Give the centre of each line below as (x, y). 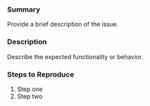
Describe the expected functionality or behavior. (75, 56)
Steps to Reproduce (41, 74)
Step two (30, 96)
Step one (30, 89)
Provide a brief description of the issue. (63, 24)
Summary (24, 10)
